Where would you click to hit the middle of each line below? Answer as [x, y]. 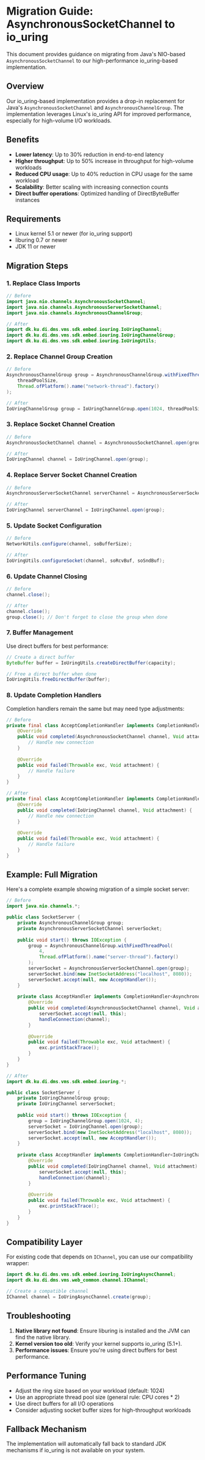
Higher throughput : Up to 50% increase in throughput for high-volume [104, 161]
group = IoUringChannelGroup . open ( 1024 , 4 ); [86, 1121]
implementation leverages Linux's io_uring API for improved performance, [99, 114]
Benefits [23, 140]
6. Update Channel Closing [47, 576]
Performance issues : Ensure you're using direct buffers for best [96, 1350]
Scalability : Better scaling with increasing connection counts [92, 187]
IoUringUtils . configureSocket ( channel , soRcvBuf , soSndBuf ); [86, 561]
